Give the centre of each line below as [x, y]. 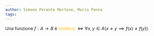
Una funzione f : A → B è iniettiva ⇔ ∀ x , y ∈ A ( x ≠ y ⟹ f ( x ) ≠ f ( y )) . [78, 28]
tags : [11, 14]
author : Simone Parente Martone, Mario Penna [54, 10]
